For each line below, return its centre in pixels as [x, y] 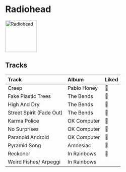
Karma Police [23, 121]
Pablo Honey [83, 88]
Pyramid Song [24, 145]
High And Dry [24, 104]
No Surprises [23, 129]
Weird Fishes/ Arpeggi [34, 161]
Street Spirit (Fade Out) [35, 112]
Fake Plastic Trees [29, 96]
